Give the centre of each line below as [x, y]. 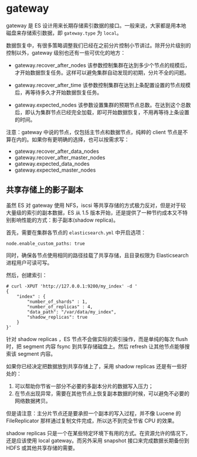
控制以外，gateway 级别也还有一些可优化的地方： [66, 52]
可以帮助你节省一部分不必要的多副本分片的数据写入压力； [84, 386]
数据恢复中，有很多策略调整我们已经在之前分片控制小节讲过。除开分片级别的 [98, 45]
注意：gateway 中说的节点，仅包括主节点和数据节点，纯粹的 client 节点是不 [97, 132]
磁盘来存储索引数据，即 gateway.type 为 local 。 [64, 33]
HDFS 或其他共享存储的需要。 [42, 448]
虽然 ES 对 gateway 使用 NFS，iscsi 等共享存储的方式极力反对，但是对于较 [96, 205]
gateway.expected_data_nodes [52, 164]
